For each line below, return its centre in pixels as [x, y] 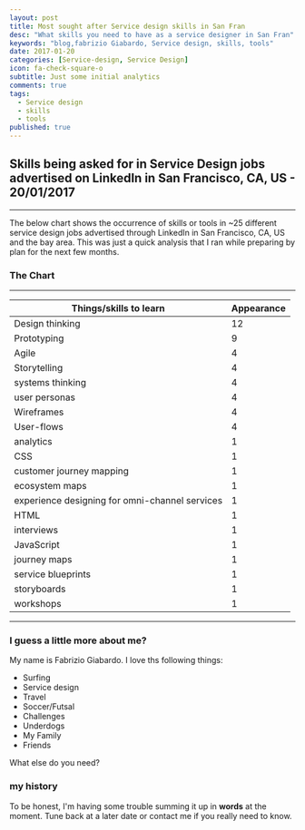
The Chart [32, 275]
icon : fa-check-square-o [56, 69]
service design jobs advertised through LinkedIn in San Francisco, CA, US [148, 232]
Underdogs [44, 726]
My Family [42, 736]
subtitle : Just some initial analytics [85, 77]
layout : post [34, 18]
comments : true [38, 85]
